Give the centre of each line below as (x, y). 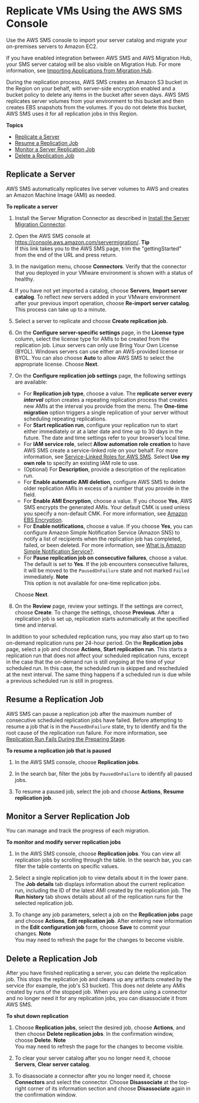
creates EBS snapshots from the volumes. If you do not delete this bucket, (97, 107)
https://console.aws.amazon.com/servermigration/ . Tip (82, 242)
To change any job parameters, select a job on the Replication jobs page (104, 915)
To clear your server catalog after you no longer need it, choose (92, 1058)
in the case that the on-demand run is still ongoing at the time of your (91, 662)
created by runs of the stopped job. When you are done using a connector (97, 992)
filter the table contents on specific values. (67, 866)
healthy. (24, 279)
